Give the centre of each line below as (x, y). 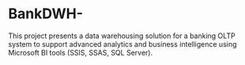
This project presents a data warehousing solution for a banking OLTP (122, 36)
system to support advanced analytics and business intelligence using (122, 44)
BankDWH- (46, 14)
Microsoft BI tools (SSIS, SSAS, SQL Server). (80, 52)
